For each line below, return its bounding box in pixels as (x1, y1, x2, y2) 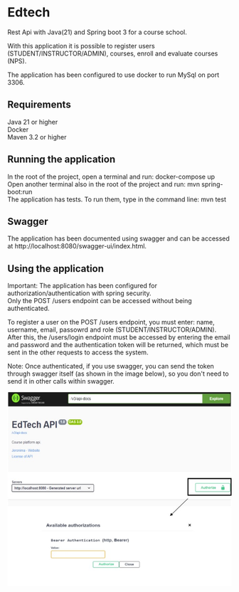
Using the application (7, 263, 105, 275)
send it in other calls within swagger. (7, 377, 115, 386)
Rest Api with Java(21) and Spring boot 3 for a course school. (7, 28, 187, 36)
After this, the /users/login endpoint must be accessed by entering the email (7, 333, 230, 342)
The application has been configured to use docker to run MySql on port (7, 70, 220, 79)
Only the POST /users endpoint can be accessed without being (7, 297, 192, 305)
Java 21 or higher (7, 117, 58, 126)
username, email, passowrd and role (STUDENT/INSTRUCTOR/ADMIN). (7, 325, 217, 334)
